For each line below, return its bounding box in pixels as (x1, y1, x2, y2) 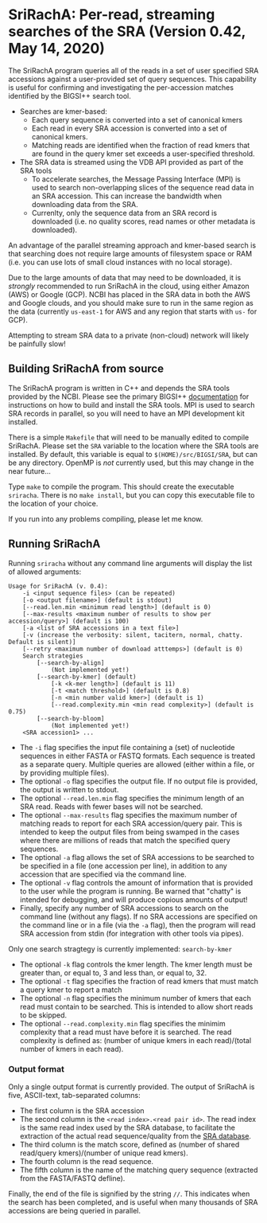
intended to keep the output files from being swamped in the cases (19, 826, 240, 837)
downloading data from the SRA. (31, 199, 138, 209)
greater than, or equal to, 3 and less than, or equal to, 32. (19, 967, 207, 977)
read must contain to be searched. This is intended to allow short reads (19, 1002, 253, 1011)
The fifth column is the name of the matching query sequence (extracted (19, 1165, 258, 1174)
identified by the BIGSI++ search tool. (8, 91, 131, 100)
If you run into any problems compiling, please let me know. (8, 514, 203, 523)
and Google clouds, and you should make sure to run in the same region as (8, 298, 254, 307)
